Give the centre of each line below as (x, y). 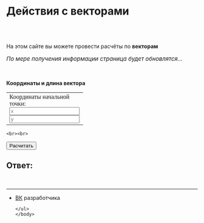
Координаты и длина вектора (46, 83)
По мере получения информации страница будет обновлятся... (95, 59)
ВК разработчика (38, 197)
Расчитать (21, 146)
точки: (18, 103)
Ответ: (20, 166)
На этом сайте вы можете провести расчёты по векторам (82, 46)
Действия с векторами (68, 11)
